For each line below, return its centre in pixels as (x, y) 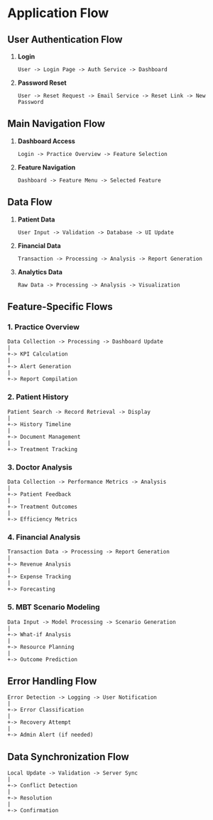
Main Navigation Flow (56, 124)
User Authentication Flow (65, 40)
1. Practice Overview (44, 327)
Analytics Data (40, 271)
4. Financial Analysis (44, 537)
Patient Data (36, 219)
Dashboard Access (47, 141)
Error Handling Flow (52, 681)
